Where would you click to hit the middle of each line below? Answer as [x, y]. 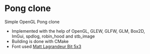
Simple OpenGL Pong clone [32, 22]
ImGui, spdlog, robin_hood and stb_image [53, 36]
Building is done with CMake [40, 41]
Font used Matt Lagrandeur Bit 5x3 [46, 46]
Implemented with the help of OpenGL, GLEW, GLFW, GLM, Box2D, [78, 31]
